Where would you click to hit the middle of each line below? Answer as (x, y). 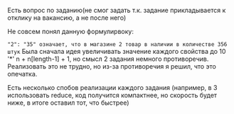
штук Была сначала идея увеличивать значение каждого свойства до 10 (117, 51)
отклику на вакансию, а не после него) (67, 18)
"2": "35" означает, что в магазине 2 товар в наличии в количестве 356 (117, 45)
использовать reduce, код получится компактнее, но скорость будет (112, 95)
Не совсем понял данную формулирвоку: (70, 32)
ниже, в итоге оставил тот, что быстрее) (68, 103)
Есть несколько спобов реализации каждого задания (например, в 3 (112, 87)
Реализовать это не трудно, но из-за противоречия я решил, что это (112, 66)
